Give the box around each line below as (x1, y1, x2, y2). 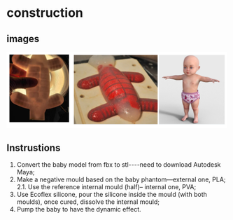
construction (6, 5, 83, 21)
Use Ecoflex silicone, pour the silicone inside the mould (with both (16, 191, 208, 199)
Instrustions (6, 142, 61, 153)
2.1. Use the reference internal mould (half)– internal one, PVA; (16, 183, 197, 191)
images (6, 33, 40, 45)
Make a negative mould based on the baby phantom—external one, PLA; (16, 175, 226, 184)
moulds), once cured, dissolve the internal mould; (16, 198, 160, 206)
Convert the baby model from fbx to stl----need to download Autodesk (16, 160, 221, 169)
